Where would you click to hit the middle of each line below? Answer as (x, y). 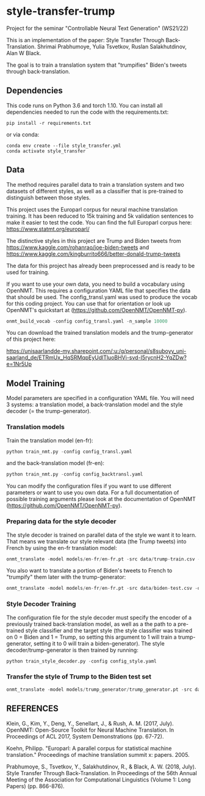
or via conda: (23, 134)
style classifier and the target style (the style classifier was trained (109, 630)
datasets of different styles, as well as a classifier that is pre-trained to (95, 191)
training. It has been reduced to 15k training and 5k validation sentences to (100, 216)
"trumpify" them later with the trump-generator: (66, 577)
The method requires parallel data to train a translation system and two (95, 184)
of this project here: (31, 339)
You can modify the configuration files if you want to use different (89, 486)
